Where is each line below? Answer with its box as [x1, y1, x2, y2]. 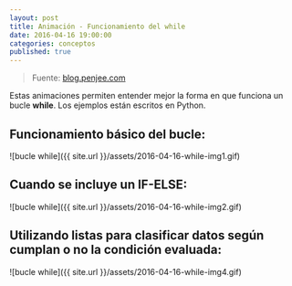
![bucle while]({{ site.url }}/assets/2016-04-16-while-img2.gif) [9, 201, 242, 212]
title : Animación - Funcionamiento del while [9, 22, 185, 31]
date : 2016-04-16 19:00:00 [9, 30, 112, 39]
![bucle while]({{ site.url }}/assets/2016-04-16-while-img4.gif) [9, 266, 242, 277]
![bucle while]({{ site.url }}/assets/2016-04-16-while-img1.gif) [9, 150, 240, 161]
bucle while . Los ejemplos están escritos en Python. [9, 100, 206, 111]
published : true [9, 48, 71, 57]
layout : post [9, 13, 59, 23]
